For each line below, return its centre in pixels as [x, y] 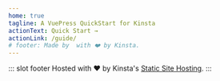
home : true [26, 16]
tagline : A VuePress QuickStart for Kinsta [82, 23]
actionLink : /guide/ [43, 38]
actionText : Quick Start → [53, 30]
